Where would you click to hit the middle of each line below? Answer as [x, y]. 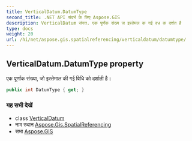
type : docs [20, 28]
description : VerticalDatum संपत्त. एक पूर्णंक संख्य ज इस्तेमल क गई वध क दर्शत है [94, 23]
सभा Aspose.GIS [34, 131]
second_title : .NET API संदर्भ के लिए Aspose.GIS [63, 17]
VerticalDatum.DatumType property [75, 64]
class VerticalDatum [40, 118]
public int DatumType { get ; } [45, 90]
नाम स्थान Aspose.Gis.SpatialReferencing [63, 124]
